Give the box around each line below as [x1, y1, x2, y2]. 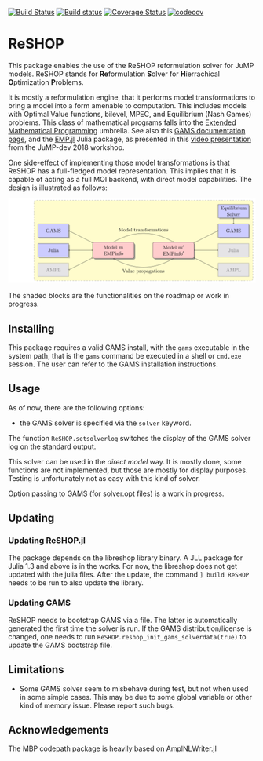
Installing [8, 322, 55, 335]
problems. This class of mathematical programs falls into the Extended [8, 118, 236, 127]
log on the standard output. [8, 442, 97, 451]
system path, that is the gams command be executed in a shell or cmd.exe [8, 351, 242, 361]
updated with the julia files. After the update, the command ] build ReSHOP [8, 570, 250, 579]
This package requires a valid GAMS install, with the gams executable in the [8, 343, 250, 352]
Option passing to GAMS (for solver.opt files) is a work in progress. [8, 489, 225, 498]
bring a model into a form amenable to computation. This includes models [8, 100, 247, 110]
